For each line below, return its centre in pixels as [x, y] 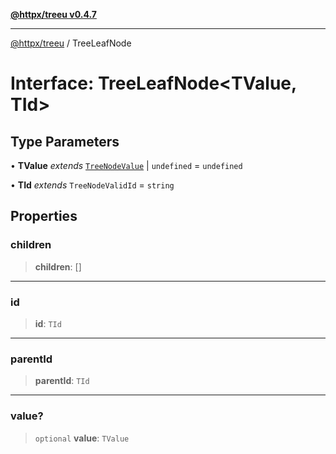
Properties [44, 216]
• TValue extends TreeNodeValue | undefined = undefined [126, 165]
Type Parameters [65, 141]
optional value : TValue [82, 438]
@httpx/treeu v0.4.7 [53, 14]
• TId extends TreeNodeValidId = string [92, 185]
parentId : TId [62, 381]
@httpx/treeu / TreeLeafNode [71, 43]
